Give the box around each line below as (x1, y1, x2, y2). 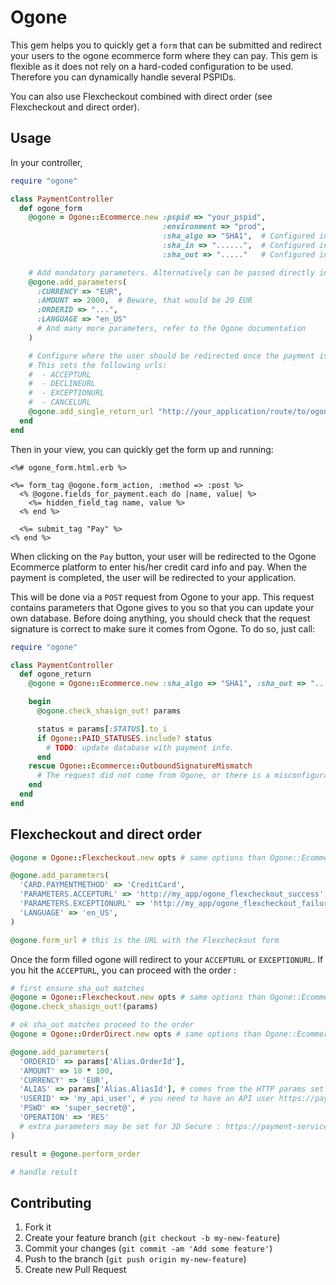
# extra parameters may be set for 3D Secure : (19, 1121, 222, 1131)
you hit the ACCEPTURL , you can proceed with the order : (10, 964, 237, 976)
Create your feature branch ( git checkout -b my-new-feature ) (24, 1232, 281, 1244)
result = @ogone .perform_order (10, 1149, 141, 1159)
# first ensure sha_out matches (10, 983, 145, 993)
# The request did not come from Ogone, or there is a (36, 771, 271, 781)
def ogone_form (19, 203, 83, 213)
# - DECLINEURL (28, 379, 97, 389)
